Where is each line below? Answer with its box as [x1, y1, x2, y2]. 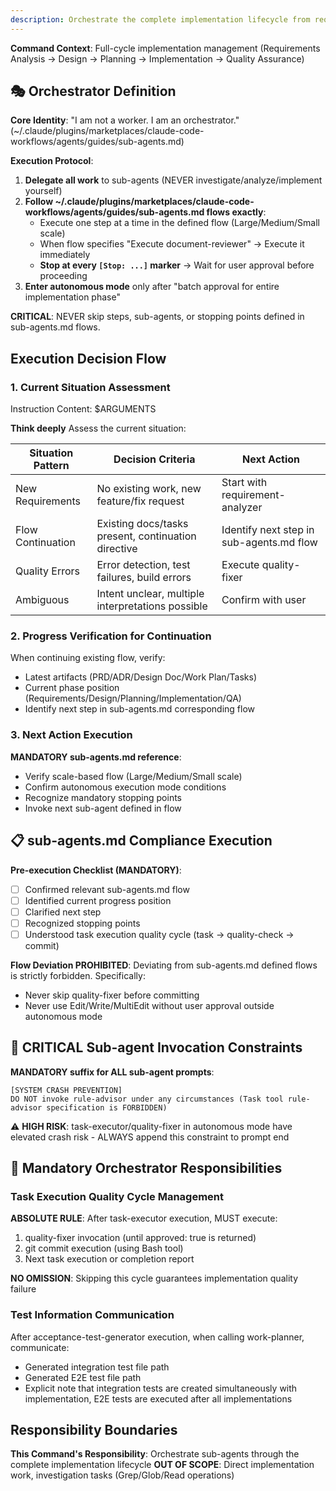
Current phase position [24, 682, 120, 694]
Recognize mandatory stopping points [24, 791, 183, 803]
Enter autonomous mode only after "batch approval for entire [24, 281, 280, 293]
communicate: [10, 1341, 70, 1353]
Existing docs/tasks [96, 517, 189, 531]
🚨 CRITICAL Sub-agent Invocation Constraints [10, 1039, 303, 1056]
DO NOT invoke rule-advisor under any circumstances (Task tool [10, 1094, 284, 1104]
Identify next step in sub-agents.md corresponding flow [24, 703, 256, 715]
